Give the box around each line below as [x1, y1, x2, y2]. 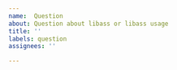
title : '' [8, 27, 42, 35]
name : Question [8, 11, 63, 20]
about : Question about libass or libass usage [8, 20, 169, 28]
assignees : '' [8, 42, 57, 50]
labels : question [8, 34, 67, 43]
